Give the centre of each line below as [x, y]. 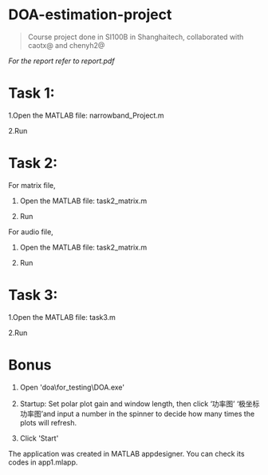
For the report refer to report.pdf [61, 61]
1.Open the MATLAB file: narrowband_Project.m [86, 115]
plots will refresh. [48, 422]
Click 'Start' [39, 438]
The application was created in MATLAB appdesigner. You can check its [126, 453]
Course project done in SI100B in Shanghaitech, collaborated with [136, 37]
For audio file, [31, 232]
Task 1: [32, 93]
